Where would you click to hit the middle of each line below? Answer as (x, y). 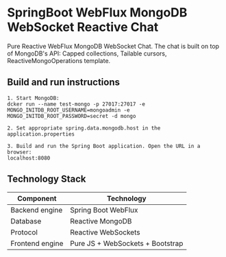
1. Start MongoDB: (33, 98)
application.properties (41, 134)
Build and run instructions (64, 83)
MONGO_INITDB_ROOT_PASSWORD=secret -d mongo (72, 116)
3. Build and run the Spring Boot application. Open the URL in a (104, 146)
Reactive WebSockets (105, 232)
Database (26, 221)
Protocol (24, 232)
